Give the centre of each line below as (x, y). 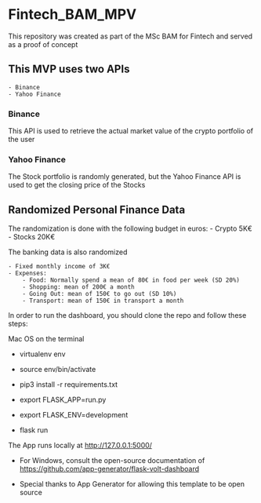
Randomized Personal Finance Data (97, 210)
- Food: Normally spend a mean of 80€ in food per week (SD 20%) (131, 280)
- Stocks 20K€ (32, 237)
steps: (18, 324)
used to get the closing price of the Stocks (77, 185)
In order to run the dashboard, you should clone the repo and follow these (127, 315)
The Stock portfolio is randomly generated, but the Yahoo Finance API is (125, 177)
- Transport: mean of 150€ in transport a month (103, 301)
